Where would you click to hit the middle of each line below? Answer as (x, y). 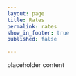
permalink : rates (32, 26)
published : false (32, 39)
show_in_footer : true (38, 33)
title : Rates (26, 20)
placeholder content (36, 65)
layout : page (26, 13)
